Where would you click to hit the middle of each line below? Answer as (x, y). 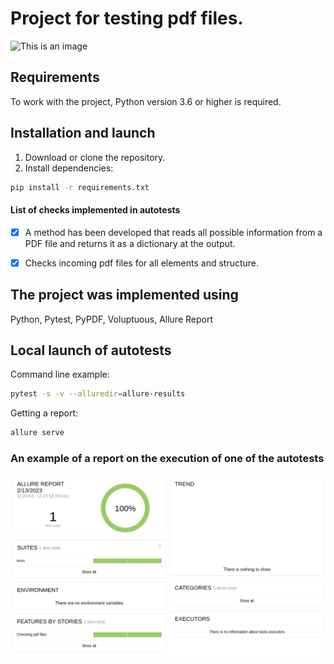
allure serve (37, 433)
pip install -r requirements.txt (80, 187)
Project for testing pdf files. (127, 18)
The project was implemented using (124, 295)
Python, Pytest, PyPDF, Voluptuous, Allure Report (112, 319)
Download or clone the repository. (95, 157)
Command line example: (60, 374)
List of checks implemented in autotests (95, 210)
